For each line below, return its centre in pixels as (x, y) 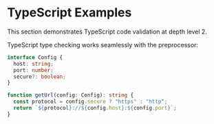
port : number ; (33, 70)
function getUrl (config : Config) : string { (71, 95)
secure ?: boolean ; (40, 77)
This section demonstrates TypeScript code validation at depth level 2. (107, 32)
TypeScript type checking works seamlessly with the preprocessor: (103, 45)
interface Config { (35, 57)
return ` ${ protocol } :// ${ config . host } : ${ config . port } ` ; (95, 108)
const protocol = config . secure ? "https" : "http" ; (90, 102)
